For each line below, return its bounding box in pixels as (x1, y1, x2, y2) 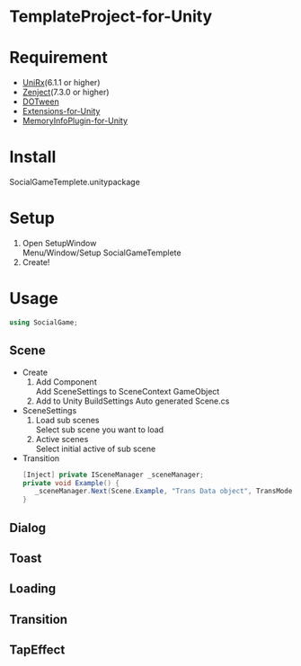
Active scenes (35, 433, 89, 444)
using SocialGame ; (9, 317, 78, 327)
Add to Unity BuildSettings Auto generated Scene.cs (35, 395, 230, 406)
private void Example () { (22, 478, 120, 487)
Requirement (9, 48, 108, 68)
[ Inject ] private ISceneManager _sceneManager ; (22, 470, 205, 479)
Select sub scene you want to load (35, 424, 164, 435)
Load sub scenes (35, 414, 100, 425)
